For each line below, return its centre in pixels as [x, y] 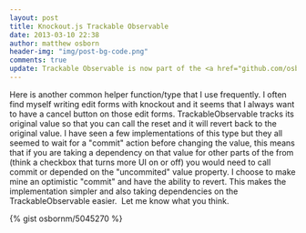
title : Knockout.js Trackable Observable [89, 26]
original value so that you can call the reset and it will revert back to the [143, 123]
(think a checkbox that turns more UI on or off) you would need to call [140, 162]
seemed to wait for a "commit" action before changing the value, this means [153, 143]
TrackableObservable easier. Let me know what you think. [119, 200]
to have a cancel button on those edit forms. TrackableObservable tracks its [152, 114]
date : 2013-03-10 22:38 [55, 35]
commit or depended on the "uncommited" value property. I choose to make [153, 172]
